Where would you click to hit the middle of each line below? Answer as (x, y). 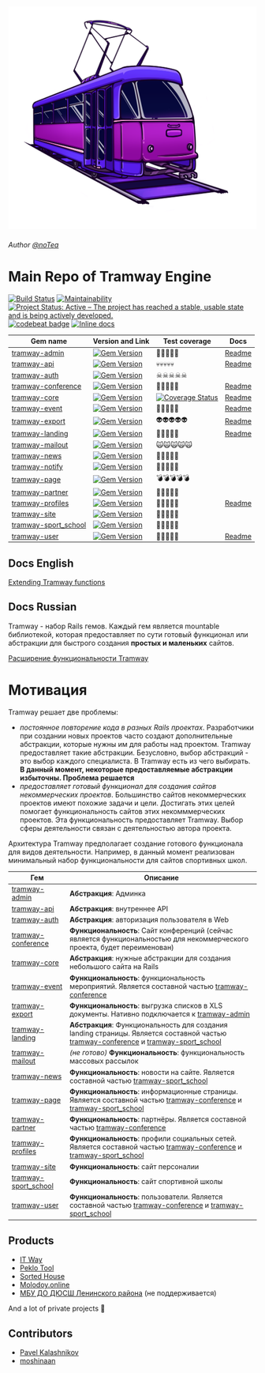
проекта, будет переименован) (122, 948)
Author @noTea (34, 244)
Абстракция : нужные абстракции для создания (150, 958)
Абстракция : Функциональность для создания (149, 1025)
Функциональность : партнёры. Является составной (158, 1119)
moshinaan (37, 1361)
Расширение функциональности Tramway (78, 658)
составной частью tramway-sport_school (139, 1081)
